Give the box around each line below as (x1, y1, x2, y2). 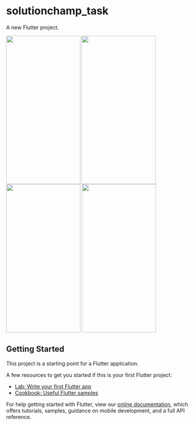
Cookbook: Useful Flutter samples (14, 389, 98, 396)
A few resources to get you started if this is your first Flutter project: (6, 371, 172, 378)
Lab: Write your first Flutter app (14, 383, 92, 390)
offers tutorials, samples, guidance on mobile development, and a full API (6, 407, 185, 414)
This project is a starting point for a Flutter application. (6, 360, 139, 367)
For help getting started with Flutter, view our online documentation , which (6, 401, 189, 408)
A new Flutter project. (6, 24, 59, 31)
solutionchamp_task (6, 4, 109, 18)
